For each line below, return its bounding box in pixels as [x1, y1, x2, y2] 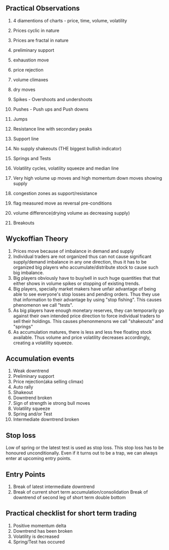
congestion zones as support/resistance [13, 190, 98, 196]
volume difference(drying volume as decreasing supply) [13, 210, 131, 216]
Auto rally [13, 384, 33, 390]
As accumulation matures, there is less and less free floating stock [13, 329, 152, 335]
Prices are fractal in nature [13, 37, 69, 43]
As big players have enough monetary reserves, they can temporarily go [13, 307, 164, 313]
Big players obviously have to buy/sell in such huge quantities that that [13, 275, 160, 281]
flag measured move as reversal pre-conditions [13, 200, 112, 206]
